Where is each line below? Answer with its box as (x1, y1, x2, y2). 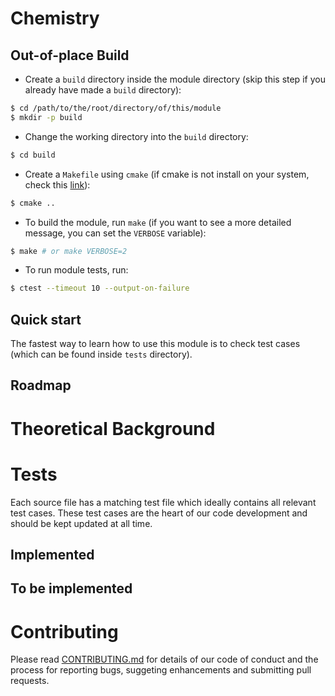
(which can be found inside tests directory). (10, 348, 193, 361)
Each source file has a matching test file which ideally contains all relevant (10, 496, 317, 508)
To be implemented (10, 580, 133, 597)
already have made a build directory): (24, 84, 182, 96)
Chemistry (10, 7, 100, 30)
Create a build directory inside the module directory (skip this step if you (24, 73, 326, 85)
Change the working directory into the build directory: (24, 130, 249, 142)
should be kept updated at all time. (10, 517, 153, 529)
